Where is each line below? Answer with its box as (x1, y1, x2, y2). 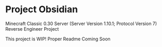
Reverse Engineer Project (5, 26, 59, 32)
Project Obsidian (5, 4, 78, 15)
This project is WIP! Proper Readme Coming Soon (5, 36, 111, 42)
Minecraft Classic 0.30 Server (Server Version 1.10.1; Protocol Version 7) (5, 20, 157, 27)
